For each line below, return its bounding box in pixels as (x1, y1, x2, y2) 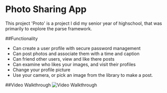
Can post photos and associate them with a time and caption (12, 51, 140, 57)
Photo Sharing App (5, 4, 87, 15)
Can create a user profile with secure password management (12, 45, 141, 51)
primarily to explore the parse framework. (5, 25, 92, 31)
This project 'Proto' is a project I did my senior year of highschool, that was (5, 20, 162, 26)
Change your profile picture (12, 67, 71, 73)
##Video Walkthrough (5, 82, 51, 88)
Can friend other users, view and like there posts (12, 56, 115, 62)
